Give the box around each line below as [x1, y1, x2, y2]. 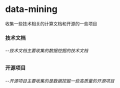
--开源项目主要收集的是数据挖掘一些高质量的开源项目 [5, 77, 114, 83]
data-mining [5, 3, 57, 15]
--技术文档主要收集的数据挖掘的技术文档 [5, 47, 88, 53]
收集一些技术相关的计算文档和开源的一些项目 [5, 20, 97, 26]
